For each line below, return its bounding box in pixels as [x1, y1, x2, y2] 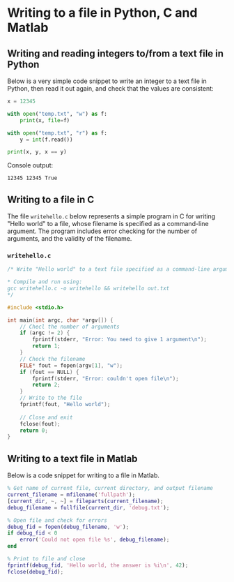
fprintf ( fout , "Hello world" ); [19, 401, 111, 408]
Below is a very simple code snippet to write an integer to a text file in [7, 77, 207, 85]
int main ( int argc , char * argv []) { [7, 316, 114, 324]
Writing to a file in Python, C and [7, 5, 198, 21]
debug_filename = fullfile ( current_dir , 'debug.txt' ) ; [7, 504, 170, 511]
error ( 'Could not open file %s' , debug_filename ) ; [19, 536, 170, 544]
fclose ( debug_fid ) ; [7, 568, 64, 575]
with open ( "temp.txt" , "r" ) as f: [7, 129, 108, 137]
